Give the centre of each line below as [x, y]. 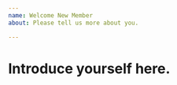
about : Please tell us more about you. [74, 23]
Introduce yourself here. [89, 68]
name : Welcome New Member [50, 15]
